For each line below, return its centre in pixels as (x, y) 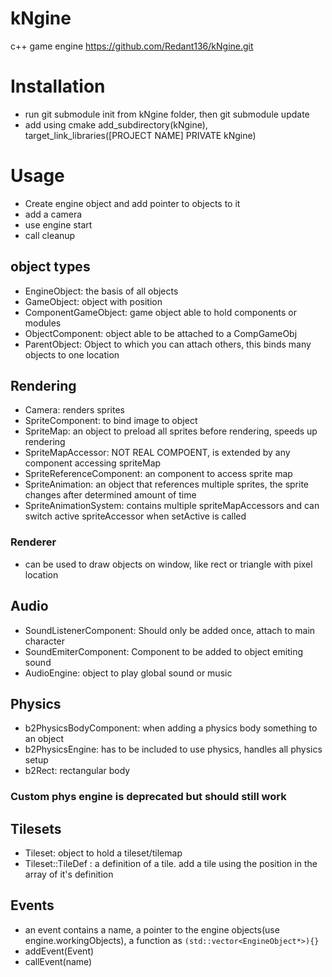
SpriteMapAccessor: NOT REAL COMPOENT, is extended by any (157, 453)
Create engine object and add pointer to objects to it (132, 203)
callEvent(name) (58, 961)
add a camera (53, 214)
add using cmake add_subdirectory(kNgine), (116, 124)
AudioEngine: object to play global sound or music (128, 673)
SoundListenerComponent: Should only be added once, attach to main (170, 630)
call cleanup (50, 235)
